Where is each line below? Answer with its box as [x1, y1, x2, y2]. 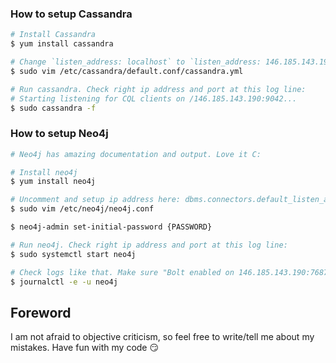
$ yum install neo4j [10, 177, 97, 187]
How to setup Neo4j [10, 127, 109, 141]
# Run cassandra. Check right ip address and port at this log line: [10, 84, 307, 94]
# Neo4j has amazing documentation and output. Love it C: [10, 149, 262, 159]
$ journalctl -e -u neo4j [10, 277, 118, 287]
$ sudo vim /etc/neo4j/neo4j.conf [10, 204, 155, 214]
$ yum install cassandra [10, 39, 114, 49]
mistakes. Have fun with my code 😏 [10, 342, 160, 354]
